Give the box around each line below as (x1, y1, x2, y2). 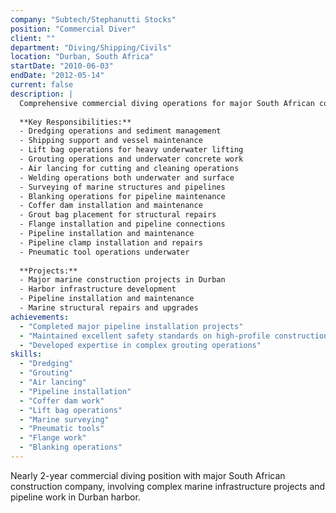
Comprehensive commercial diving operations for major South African (19, 98, 315, 108)
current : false (10, 80, 74, 90)
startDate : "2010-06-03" (10, 61, 114, 71)
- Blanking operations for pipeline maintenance (19, 191, 226, 201)
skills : (10, 349, 43, 360)
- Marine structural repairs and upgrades (19, 303, 199, 313)
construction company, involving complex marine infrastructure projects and (10, 480, 326, 492)
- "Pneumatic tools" (19, 424, 105, 434)
